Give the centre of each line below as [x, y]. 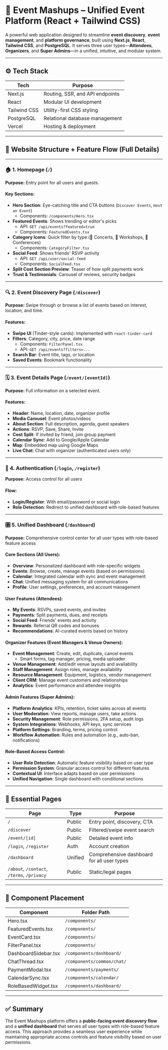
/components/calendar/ [92, 978]
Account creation [109, 846]
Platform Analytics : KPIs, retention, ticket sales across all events [79, 708]
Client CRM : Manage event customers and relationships [70, 680]
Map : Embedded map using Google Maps [55, 445]
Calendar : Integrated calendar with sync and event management [79, 576]
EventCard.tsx [24, 937]
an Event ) [22, 211]
